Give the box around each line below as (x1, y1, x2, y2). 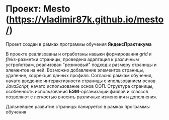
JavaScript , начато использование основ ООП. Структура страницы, (6, 83, 154, 89)
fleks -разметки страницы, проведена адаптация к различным (6, 56, 139, 62)
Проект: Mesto (6, 3, 70, 15)
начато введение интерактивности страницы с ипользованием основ (6, 78, 155, 84)
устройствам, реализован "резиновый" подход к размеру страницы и (6, 62, 157, 68)
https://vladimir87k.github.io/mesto (9, 14, 164, 25)
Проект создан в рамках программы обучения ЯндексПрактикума (6, 41, 152, 47)
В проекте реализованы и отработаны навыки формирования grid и (6, 51, 152, 57)
